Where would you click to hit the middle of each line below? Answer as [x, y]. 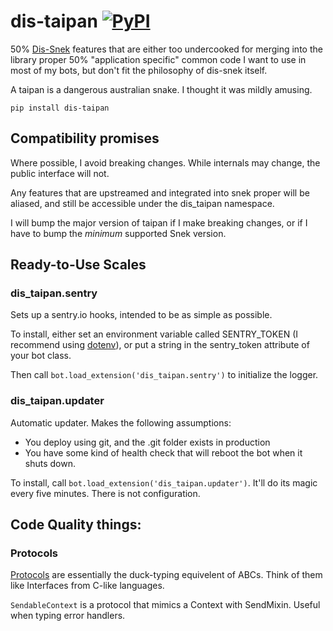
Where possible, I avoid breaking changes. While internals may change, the [165, 162]
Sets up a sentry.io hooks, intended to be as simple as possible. [141, 315]
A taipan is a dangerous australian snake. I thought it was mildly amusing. [161, 89]
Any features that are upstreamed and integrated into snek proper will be [160, 192]
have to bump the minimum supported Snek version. [118, 233]
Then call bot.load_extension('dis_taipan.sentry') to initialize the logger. [164, 375]
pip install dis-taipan [60, 108]
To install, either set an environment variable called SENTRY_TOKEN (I [154, 334]
